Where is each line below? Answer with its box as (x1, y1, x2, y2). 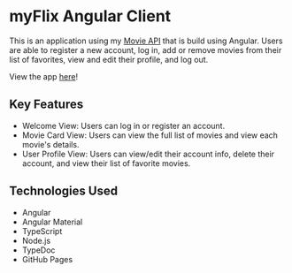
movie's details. (21, 139, 80, 149)
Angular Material (21, 216, 83, 227)
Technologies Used (9, 184, 118, 199)
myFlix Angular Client (9, 6, 172, 27)
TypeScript (21, 225, 63, 236)
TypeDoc (21, 245, 56, 255)
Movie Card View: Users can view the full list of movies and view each (21, 130, 279, 140)
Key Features (9, 97, 84, 112)
